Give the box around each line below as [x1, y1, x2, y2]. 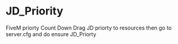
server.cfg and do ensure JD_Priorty [5, 30, 97, 37]
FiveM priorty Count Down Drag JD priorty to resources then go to [5, 24, 172, 31]
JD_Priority [5, 4, 64, 18]
